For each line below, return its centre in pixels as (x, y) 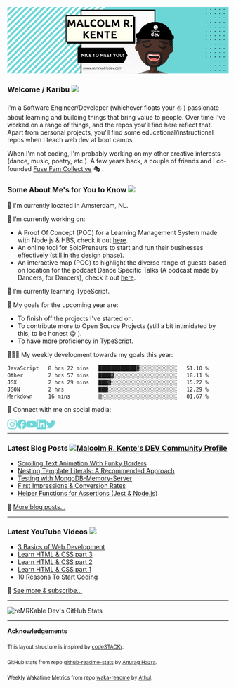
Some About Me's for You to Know (67, 190)
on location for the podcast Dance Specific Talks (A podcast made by (118, 270)
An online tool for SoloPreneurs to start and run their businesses (110, 247)
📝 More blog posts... (37, 507)
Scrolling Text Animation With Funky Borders (82, 463)
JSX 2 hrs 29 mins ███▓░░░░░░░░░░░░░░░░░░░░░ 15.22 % (108, 382)
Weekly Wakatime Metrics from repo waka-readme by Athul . (80, 677)
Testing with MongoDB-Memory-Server (75, 478)
